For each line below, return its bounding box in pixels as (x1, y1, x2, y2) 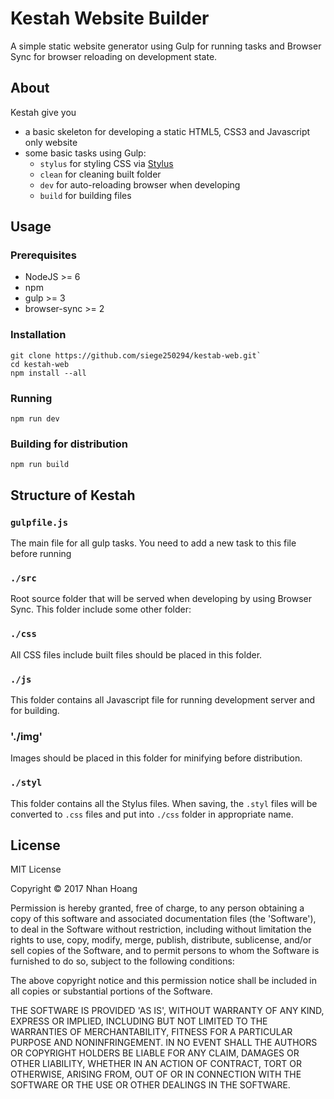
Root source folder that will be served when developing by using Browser (10, 593, 313, 605)
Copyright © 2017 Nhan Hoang (10, 883, 138, 895)
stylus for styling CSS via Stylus (39, 157, 174, 169)
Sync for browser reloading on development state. (10, 50, 218, 62)
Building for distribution (10, 437, 128, 451)
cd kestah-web (10, 359, 70, 369)
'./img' (10, 729, 43, 743)
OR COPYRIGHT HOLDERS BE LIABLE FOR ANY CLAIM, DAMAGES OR (10, 1047, 300, 1059)
